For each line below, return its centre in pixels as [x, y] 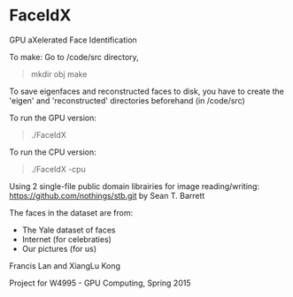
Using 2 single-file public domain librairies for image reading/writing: [134, 186]
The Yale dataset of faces [69, 230]
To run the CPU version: [53, 152]
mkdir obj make [59, 74]
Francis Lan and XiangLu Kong [65, 265]
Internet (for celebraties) [67, 239]
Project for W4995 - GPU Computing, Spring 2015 [100, 283]
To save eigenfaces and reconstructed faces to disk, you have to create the [147, 91]
